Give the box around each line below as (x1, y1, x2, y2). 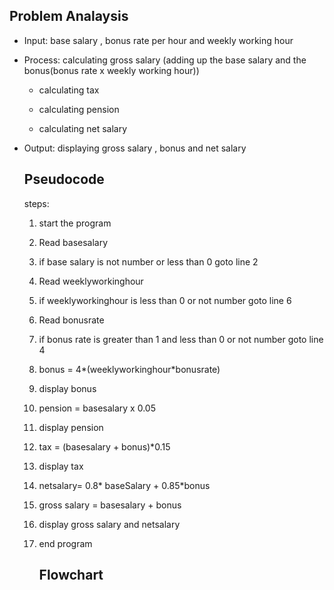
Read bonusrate (38, 314, 105, 326)
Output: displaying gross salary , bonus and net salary (23, 142, 247, 154)
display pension (38, 421, 104, 433)
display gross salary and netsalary (38, 518, 181, 530)
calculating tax (38, 84, 100, 96)
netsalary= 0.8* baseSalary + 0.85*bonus (38, 479, 211, 491)
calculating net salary (38, 122, 128, 134)
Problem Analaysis (9, 8, 129, 25)
